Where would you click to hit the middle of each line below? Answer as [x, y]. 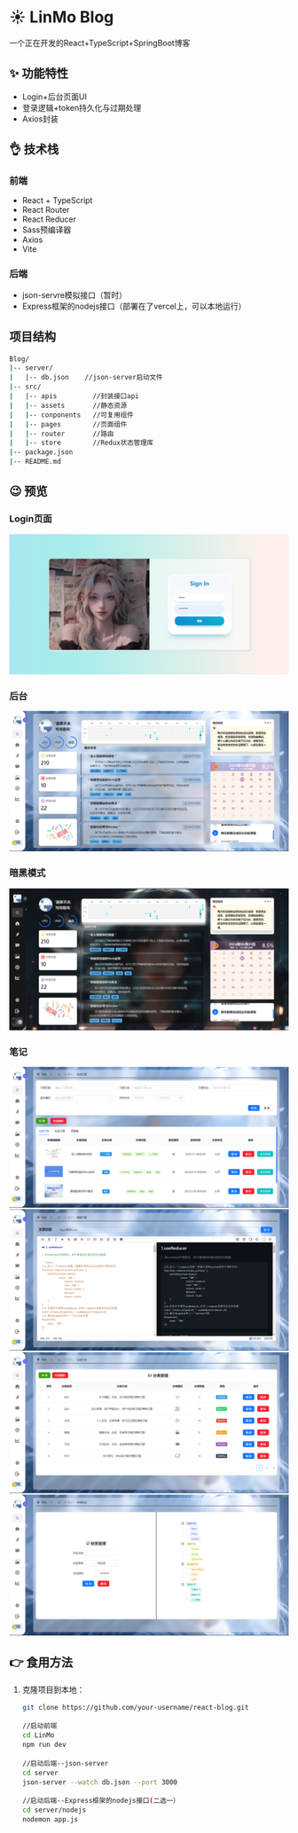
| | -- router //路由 [62, 434]
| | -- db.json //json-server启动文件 [86, 378]
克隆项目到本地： [53, 1689]
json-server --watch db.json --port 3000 [100, 1782]
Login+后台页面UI [54, 97]
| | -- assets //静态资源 [68, 405]
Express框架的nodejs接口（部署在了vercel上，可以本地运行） [134, 306]
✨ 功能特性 [39, 74]
